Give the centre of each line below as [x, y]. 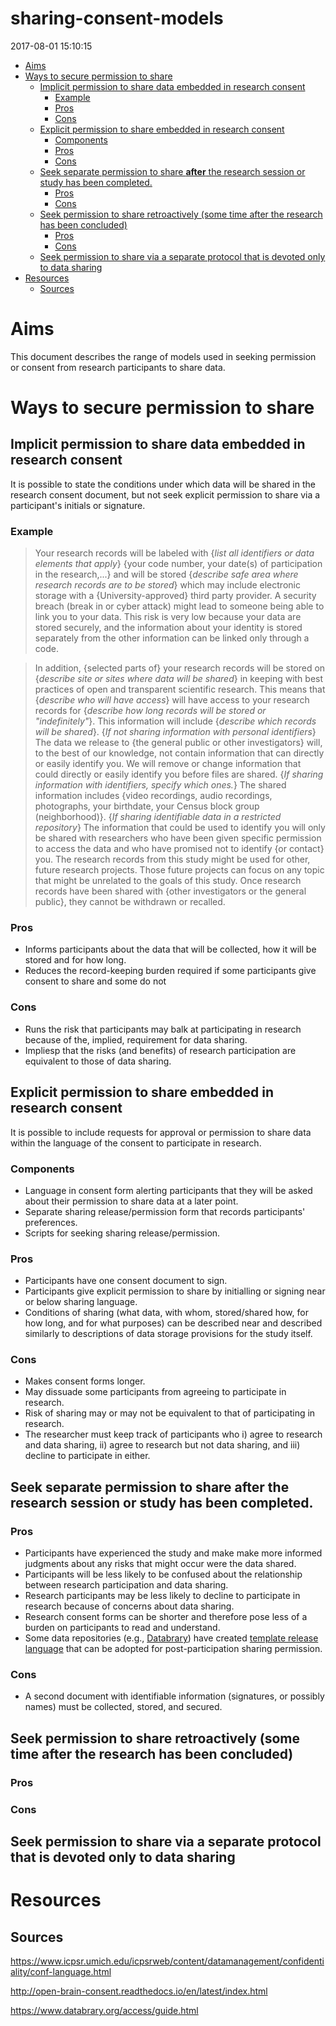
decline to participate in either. [87, 1456]
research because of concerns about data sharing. [129, 1606]
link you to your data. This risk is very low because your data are [168, 617]
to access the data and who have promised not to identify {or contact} [179, 849]
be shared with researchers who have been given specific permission [178, 838]
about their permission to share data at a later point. [131, 1201]
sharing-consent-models [117, 18]
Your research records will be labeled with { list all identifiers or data [174, 553]
